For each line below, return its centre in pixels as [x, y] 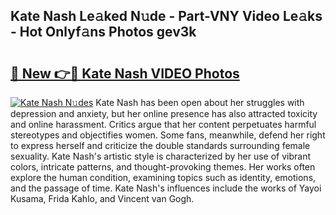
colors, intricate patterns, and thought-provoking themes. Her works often [163, 167]
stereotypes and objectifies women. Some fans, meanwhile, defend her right [168, 135]
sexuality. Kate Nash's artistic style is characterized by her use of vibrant [161, 156]
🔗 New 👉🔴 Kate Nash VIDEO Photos [125, 73]
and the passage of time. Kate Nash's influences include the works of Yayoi [166, 188]
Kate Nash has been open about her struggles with [200, 102]
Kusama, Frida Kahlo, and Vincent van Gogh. [102, 198]
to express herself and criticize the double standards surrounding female [160, 145]
